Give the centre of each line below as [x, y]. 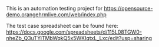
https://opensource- [128, 8]
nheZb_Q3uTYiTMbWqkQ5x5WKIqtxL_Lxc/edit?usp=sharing [79, 38]
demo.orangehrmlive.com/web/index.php [57, 15]
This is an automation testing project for [54, 8]
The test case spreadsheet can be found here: [62, 26]
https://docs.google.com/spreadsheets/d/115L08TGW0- [74, 32]
